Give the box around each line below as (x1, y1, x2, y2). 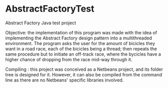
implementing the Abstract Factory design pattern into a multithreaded (5, 35, 152, 41)
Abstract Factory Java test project (5, 20, 76, 26)
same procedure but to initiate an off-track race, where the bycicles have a (5, 51, 161, 57)
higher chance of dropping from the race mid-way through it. (5, 56, 133, 62)
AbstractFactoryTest (5, 3, 95, 15)
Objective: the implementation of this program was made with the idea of (5, 29, 157, 35)
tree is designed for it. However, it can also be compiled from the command (5, 71, 162, 77)
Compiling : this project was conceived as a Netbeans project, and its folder (5, 66, 163, 72)
